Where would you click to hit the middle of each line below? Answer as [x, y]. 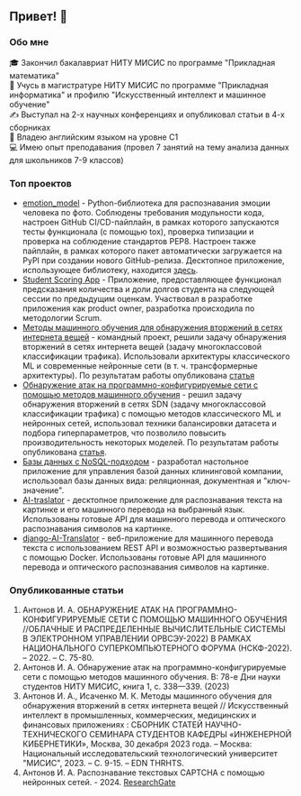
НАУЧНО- [224, 725]
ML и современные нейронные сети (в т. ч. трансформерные [140, 365]
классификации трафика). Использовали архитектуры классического [156, 356]
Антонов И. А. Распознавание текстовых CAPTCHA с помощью [143, 773]
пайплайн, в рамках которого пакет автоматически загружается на [152, 251]
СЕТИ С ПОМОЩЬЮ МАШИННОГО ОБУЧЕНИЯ [197, 619]
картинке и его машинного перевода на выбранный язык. [133, 509]
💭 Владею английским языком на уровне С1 [94, 137]
